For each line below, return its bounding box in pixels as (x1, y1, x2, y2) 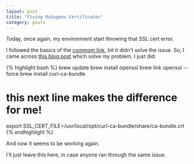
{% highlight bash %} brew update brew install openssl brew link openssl (6, 64, 182, 71)
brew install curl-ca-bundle (20, 71, 86, 78)
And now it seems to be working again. (6, 140, 100, 147)
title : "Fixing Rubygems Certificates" (6, 14, 103, 20)
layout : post (6, 8, 38, 15)
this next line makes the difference (6, 91, 178, 104)
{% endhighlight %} (6, 129, 54, 136)
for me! (6, 103, 42, 117)
